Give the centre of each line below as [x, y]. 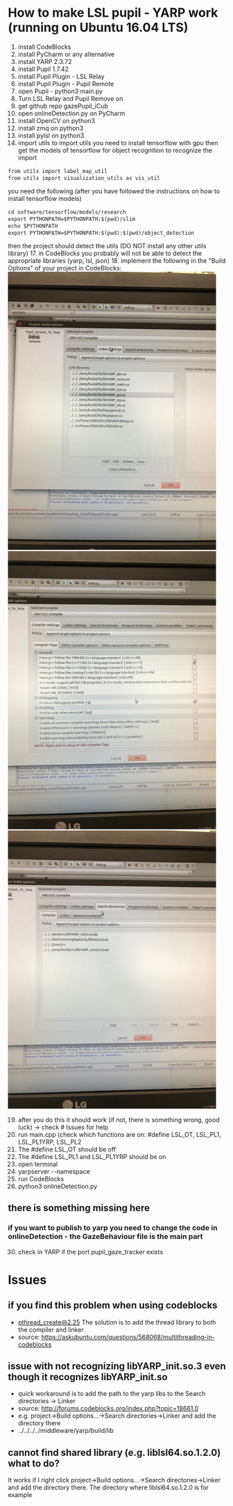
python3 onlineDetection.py [58, 1186]
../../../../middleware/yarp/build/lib [66, 1431]
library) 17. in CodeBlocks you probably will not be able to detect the [105, 253]
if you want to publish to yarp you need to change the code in [113, 1228]
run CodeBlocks [41, 1179]
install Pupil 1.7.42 [43, 69]
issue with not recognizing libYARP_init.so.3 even [117, 1367]
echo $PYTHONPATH [33, 226]
